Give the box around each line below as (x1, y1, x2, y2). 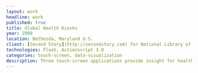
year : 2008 (6, 31, 33, 36)
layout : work (6, 8, 38, 15)
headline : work (6, 14, 44, 20)
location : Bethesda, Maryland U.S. (6, 36, 94, 42)
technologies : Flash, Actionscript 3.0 (6, 47, 104, 53)
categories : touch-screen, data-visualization (6, 52, 123, 58)
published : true (6, 19, 46, 25)
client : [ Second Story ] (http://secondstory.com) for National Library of (6, 42, 192, 48)
